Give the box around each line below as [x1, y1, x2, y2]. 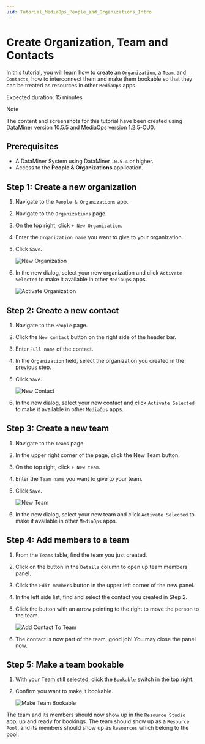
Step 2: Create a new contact [6, 305, 119, 316]
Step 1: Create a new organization [6, 182, 137, 192]
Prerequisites [6, 141, 59, 152]
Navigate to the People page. [15, 322, 88, 329]
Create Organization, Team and [6, 35, 168, 49]
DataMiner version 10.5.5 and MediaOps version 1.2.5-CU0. [6, 124, 155, 131]
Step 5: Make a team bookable [6, 660, 124, 670]
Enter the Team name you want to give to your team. [15, 475, 143, 482]
